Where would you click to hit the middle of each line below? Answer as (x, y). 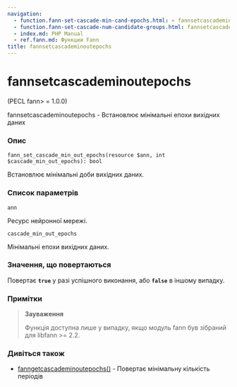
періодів (30, 376)
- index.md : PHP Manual (48, 34)
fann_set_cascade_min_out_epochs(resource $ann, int (86, 155)
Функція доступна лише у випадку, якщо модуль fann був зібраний (126, 328)
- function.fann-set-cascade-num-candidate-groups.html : (99, 27)
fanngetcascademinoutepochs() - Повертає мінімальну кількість (114, 369)
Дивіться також (36, 354)
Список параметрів (43, 193)
